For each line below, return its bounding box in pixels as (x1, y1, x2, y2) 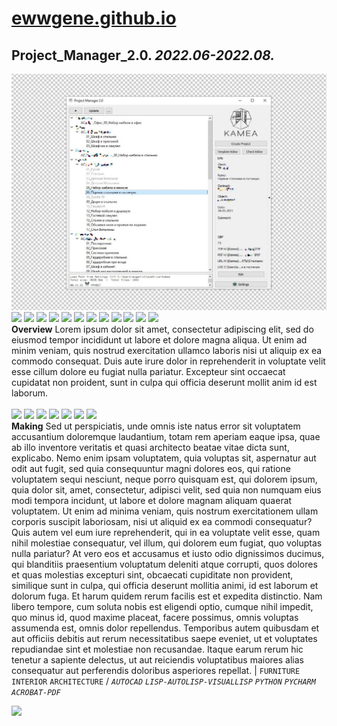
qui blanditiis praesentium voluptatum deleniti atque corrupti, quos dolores (11, 558, 318, 570)
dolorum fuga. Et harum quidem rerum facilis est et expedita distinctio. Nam (11, 590, 323, 602)
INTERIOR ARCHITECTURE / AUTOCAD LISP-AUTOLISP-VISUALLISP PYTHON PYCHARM (11, 675, 316, 687)
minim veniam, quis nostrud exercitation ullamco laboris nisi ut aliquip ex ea (11, 344, 323, 356)
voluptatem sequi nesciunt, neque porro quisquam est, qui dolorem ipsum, (11, 473, 318, 485)
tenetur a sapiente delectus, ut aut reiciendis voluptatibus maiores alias (11, 653, 304, 666)
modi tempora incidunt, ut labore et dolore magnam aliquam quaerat (11, 494, 293, 506)
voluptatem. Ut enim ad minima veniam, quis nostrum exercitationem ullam (11, 505, 319, 517)
